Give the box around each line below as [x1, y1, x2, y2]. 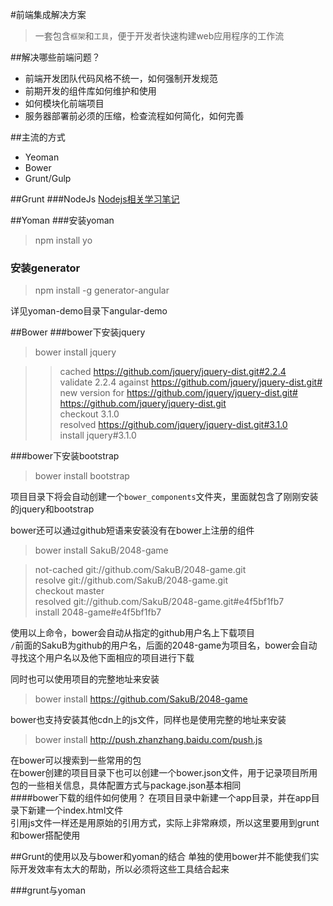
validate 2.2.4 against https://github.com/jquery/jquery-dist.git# [59, 376, 323, 388]
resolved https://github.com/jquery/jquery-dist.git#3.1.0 [59, 419, 288, 431]
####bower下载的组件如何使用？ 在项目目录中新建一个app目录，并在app [10, 792, 312, 804]
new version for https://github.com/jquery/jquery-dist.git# [59, 387, 298, 399]
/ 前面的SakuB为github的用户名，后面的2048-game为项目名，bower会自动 [10, 639, 318, 652]
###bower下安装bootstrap [10, 450, 120, 462]
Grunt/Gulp [24, 173, 72, 184]
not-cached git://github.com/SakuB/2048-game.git [34, 564, 247, 576]
